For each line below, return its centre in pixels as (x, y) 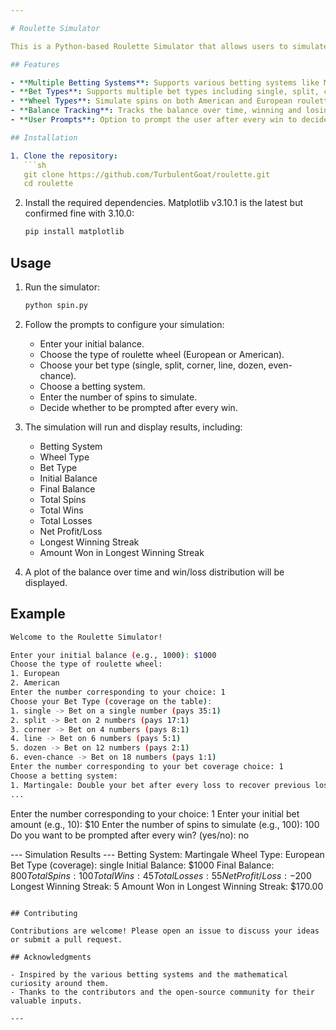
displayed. (46, 582)
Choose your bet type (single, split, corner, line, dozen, (153, 365)
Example (38, 614)
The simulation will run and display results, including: (133, 427)
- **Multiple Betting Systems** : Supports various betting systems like (165, 82)
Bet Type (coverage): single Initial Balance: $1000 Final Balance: (142, 865)
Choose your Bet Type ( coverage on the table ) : (111, 701)
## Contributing (44, 913)
